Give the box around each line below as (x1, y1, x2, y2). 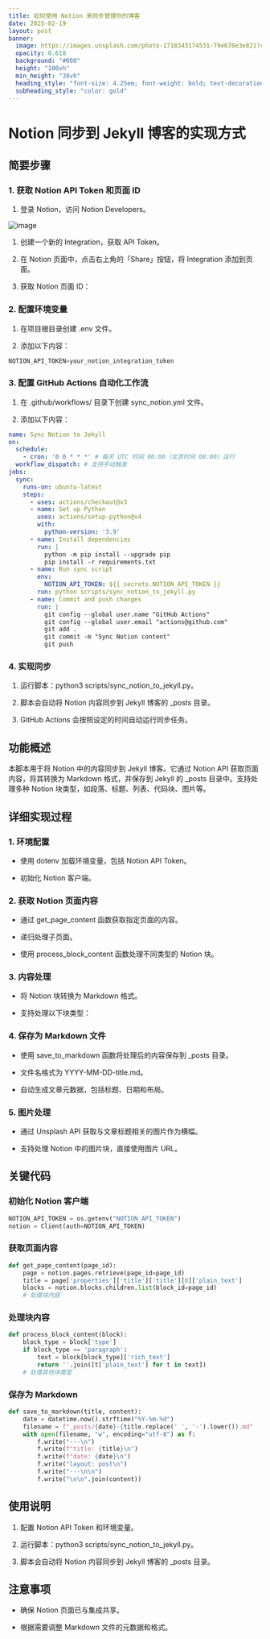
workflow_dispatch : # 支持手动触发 (15, 460, 128, 468)
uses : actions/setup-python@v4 (37, 513, 142, 521)
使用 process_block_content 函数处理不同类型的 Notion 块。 (19, 949, 219, 959)
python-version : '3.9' (43, 528, 121, 536)
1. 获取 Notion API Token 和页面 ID (8, 185, 141, 196)
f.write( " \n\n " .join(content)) (37, 1475, 142, 1483)
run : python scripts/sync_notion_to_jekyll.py (37, 588, 196, 597)
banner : (8, 34, 35, 43)
